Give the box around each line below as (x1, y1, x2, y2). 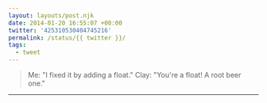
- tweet (15, 48, 41, 56)
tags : (8, 41, 26, 49)
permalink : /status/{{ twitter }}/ (8, 33, 126, 42)
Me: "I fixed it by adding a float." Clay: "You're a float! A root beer (27, 71, 242, 79)
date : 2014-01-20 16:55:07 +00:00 (8, 19, 123, 27)
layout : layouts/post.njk (8, 11, 94, 20)
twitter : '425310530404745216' (8, 26, 112, 34)
